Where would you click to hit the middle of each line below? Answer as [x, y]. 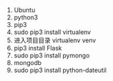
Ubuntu [25, 10]
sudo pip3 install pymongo [52, 55]
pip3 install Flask [38, 48]
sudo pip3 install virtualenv [52, 32]
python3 [26, 17]
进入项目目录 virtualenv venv [55, 40]
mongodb [27, 63]
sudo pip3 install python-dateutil [60, 70]
